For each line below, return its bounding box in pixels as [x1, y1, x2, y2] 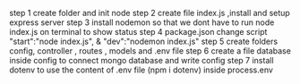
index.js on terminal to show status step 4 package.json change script [9, 27, 268, 37]
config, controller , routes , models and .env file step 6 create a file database [9, 46, 291, 56]
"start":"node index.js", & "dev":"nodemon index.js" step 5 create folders [9, 36, 279, 46]
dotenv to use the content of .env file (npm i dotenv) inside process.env [9, 64, 273, 75]
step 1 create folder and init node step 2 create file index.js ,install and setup [9, 8, 291, 18]
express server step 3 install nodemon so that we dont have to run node [9, 17, 275, 28]
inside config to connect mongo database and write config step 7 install [9, 55, 275, 65]
